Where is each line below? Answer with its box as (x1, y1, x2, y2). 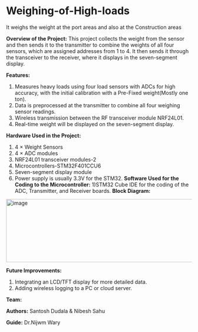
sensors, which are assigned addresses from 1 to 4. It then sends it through (6, 47, 189, 54)
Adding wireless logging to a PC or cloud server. (14, 284, 133, 291)
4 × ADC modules (14, 149, 58, 157)
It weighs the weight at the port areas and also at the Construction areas (6, 24, 181, 31)
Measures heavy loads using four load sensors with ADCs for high (14, 83, 176, 90)
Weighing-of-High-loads (6, 4, 130, 18)
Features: (6, 71, 31, 78)
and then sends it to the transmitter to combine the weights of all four (6, 41, 174, 48)
